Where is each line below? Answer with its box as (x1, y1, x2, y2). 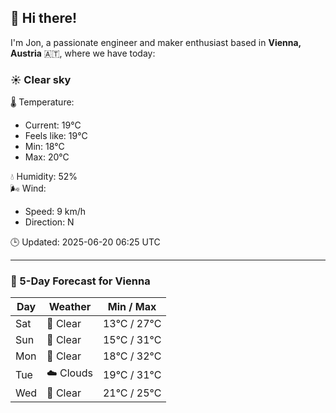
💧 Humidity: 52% (10, 171, 78, 183)
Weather (48, 300, 92, 314)
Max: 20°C (24, 151, 70, 163)
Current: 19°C (24, 119, 82, 131)
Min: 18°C (24, 141, 65, 153)
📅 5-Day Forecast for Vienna (10, 274, 151, 288)
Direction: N (24, 216, 75, 228)
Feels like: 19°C (24, 130, 88, 142)
